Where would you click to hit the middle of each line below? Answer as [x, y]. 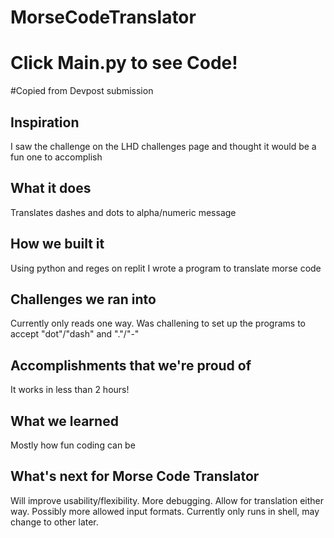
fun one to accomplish [56, 157]
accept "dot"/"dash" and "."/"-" [75, 334]
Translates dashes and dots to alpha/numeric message [123, 212]
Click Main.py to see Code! [124, 63]
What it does [51, 188]
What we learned [64, 421]
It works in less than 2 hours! [70, 390]
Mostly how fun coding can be [73, 445]
